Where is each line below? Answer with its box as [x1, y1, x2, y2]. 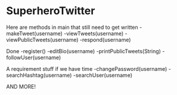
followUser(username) [6, 54, 61, 61]
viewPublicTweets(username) [6, 36, 79, 43]
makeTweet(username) [6, 30, 63, 37]
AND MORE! [6, 83, 36, 90]
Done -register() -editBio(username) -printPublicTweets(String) [6, 47, 161, 54]
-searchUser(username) [73, 71, 133, 78]
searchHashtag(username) [6, 71, 72, 78]
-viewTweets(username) [63, 30, 124, 37]
